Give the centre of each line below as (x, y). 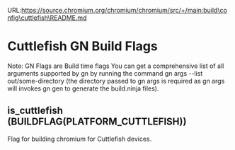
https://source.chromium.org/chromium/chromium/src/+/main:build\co (124, 10)
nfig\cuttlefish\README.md (47, 18)
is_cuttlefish (35, 111)
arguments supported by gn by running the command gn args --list (105, 73)
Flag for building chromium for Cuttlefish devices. (80, 139)
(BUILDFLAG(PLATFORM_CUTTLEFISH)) (97, 122)
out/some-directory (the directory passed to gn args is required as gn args (116, 81)
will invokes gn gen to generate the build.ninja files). (83, 88)
